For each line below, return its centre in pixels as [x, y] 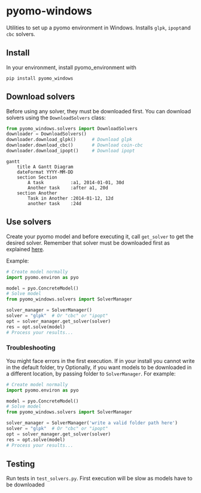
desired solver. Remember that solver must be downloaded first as [88, 243]
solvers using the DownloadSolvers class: [56, 118]
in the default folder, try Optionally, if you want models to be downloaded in [99, 367]
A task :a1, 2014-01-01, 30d [76, 182]
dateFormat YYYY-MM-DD [45, 172]
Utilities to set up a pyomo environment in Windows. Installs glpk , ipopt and [99, 28]
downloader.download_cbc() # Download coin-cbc [75, 145]
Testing [21, 464]
